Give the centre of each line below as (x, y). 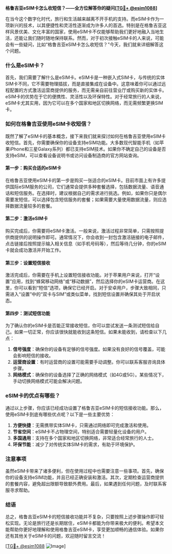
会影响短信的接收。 (33, 356)
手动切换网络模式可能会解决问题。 (49, 381)
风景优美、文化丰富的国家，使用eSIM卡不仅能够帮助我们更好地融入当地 (84, 32)
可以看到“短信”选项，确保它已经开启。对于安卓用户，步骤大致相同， (90, 288)
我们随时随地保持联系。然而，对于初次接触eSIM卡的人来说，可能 (96, 38)
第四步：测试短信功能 (28, 313)
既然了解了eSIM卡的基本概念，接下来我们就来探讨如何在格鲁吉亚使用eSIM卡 (86, 136)
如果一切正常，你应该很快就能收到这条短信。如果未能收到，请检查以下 (88, 332)
